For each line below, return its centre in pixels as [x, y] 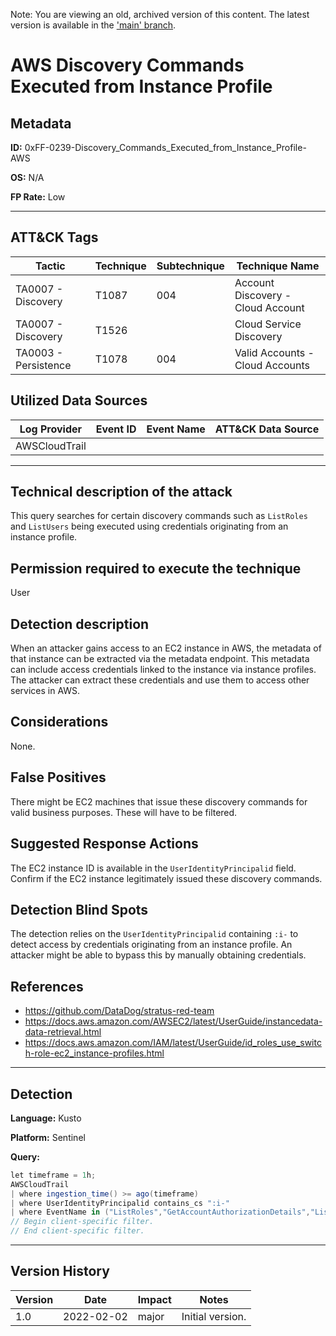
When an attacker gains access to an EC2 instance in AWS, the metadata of [166, 648]
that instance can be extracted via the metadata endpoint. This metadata [160, 659]
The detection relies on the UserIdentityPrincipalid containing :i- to [154, 934]
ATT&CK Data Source [267, 429]
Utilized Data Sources [79, 400]
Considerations [59, 722]
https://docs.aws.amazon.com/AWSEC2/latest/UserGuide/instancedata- [173, 1021]
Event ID [116, 429]
